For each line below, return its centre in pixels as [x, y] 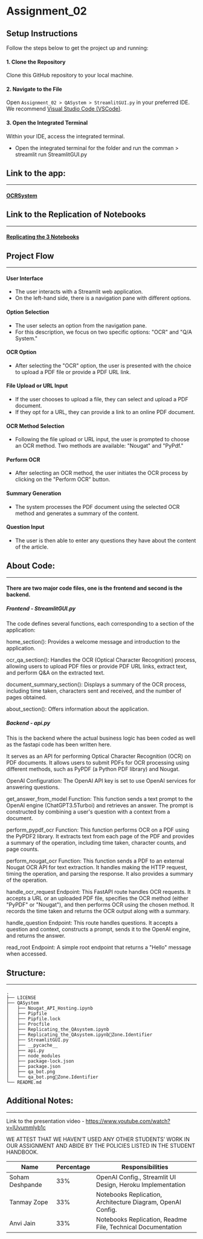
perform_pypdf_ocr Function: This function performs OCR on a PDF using [98, 830]
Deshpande [26, 1185]
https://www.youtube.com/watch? [128, 1121]
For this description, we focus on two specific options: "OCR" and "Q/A [103, 332]
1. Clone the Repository [36, 62]
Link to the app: [36, 173]
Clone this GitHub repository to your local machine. [70, 75]
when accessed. [27, 954]
